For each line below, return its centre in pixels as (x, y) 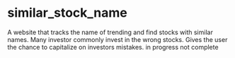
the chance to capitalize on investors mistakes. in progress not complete (113, 47)
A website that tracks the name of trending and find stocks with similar (110, 32)
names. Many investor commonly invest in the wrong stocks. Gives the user (117, 39)
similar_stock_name (67, 13)
